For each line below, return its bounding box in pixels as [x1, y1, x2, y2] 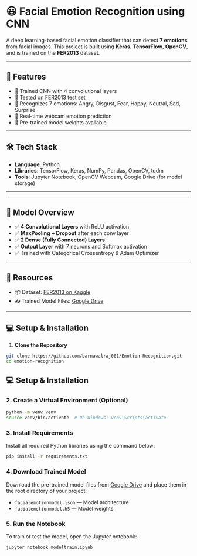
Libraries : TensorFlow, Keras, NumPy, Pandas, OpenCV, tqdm [14, 167, 164, 174]
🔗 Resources [6, 273, 53, 283]
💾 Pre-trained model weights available [14, 118, 107, 125]
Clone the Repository [14, 342, 67, 349]
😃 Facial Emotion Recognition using [6, 5, 185, 18]
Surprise [14, 106, 36, 113]
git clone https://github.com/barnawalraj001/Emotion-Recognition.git [6, 353, 182, 359]
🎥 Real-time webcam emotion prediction [14, 112, 112, 120]
